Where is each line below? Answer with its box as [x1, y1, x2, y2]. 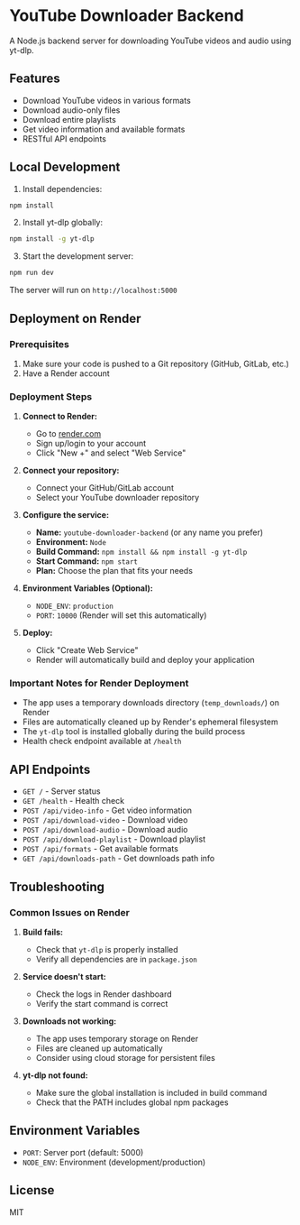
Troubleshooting [9, 879, 105, 894]
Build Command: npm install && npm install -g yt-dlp [35, 547, 248, 557]
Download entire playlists [22, 114, 117, 124]
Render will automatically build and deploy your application [35, 655, 255, 666]
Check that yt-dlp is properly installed [35, 944, 178, 954]
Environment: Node [35, 537, 106, 548]
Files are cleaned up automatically [35, 1043, 164, 1054]
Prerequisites [9, 337, 69, 350]
